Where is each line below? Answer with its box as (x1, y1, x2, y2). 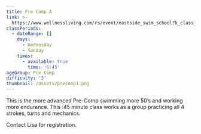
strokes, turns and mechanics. (6, 110, 81, 117)
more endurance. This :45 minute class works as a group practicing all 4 (6, 104, 185, 110)
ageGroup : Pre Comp (6, 70, 55, 76)
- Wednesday (22, 42, 52, 48)
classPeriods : (6, 25, 42, 32)
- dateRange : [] (11, 31, 52, 37)
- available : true (22, 58, 68, 64)
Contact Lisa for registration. (6, 121, 77, 128)
